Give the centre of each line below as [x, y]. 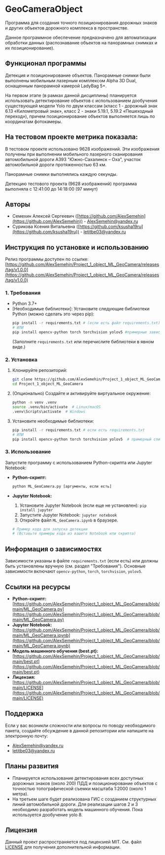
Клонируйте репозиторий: [40, 370]
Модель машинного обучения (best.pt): [55, 651]
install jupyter [36, 510]
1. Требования [23, 293]
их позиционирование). [30, 48]
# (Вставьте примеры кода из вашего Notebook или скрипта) [74, 534]
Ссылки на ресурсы [38, 587]
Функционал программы [46, 63]
